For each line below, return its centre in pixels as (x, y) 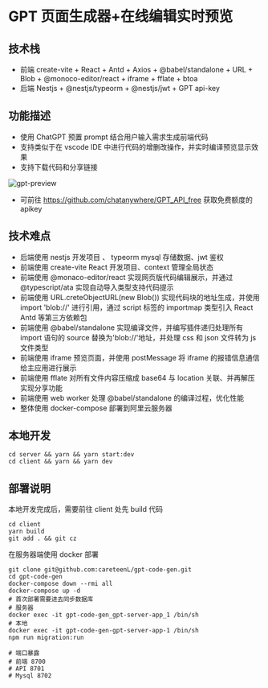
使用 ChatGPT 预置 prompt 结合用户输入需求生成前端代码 (114, 137)
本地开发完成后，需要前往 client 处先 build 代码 (85, 509)
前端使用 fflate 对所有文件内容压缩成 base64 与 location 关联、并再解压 (137, 377)
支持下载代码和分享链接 (59, 167)
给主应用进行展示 (48, 368)
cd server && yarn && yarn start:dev (71, 455)
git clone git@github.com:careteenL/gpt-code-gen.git (100, 570)
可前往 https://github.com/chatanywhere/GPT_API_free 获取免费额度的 (136, 200)
